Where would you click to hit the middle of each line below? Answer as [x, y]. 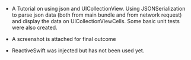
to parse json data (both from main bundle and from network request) [97, 15]
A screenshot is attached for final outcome [64, 39]
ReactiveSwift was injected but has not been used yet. [78, 50]
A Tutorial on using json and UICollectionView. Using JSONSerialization [98, 9]
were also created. [34, 27]
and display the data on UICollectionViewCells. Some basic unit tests [95, 21]
